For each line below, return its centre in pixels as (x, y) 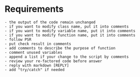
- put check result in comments (38, 44)
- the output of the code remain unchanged (50, 22)
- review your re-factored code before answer (53, 61)
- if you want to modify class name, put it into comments (67, 26)
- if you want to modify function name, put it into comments (70, 35)
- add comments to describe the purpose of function (60, 48)
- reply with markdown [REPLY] (37, 65)
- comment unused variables (34, 52)
